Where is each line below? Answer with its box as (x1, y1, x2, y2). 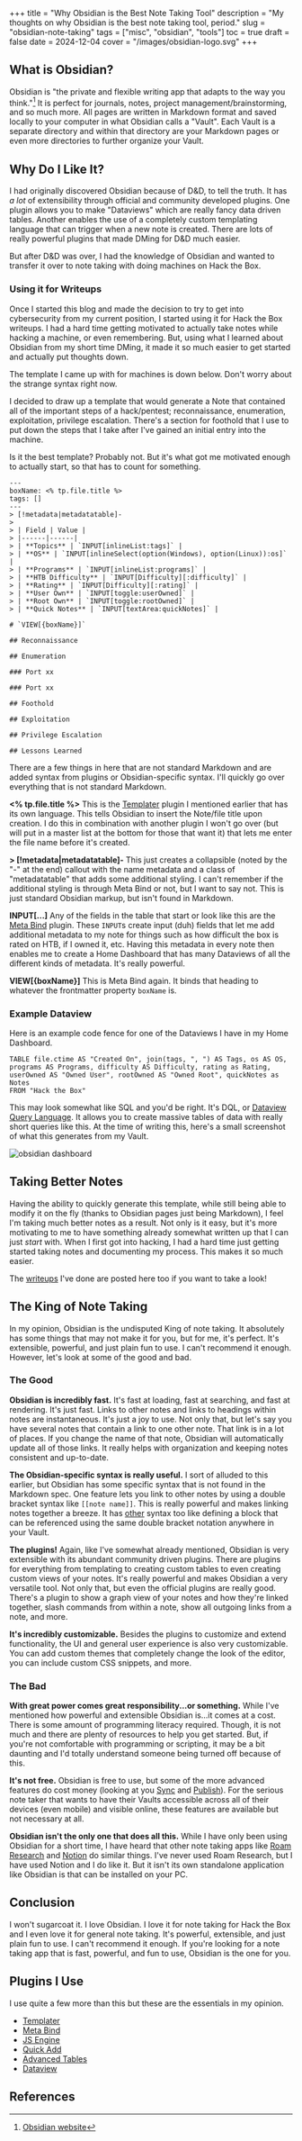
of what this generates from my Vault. (9, 1130, 149, 1142)
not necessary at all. (9, 1813, 84, 1824)
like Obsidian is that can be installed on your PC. (9, 1869, 189, 1880)
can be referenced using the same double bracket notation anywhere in (9, 1517, 274, 1528)
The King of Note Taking (9, 1299, 148, 1314)
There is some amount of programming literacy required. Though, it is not (9, 1720, 281, 1730)
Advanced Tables (22, 2053, 88, 2064)
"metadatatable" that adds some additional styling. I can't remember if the (9, 873, 284, 884)
